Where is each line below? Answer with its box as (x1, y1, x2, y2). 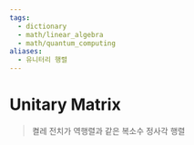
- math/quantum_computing (17, 38, 117, 48)
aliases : (9, 47, 43, 56)
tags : (9, 13, 30, 23)
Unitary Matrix (9, 94, 121, 115)
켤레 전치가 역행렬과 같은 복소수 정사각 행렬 (31, 125, 186, 136)
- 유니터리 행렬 (17, 55, 68, 64)
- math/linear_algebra (17, 30, 104, 39)
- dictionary (17, 22, 67, 31)
